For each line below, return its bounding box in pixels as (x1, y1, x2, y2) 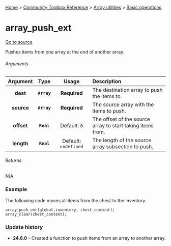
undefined (60, 144, 84, 150)
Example (5, 186, 27, 193)
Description (92, 78, 122, 85)
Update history (5, 224, 43, 231)
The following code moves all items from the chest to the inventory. (5, 197, 147, 203)
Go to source (5, 39, 33, 45)
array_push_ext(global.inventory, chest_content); (5, 207, 115, 212)
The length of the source (92, 137, 152, 144)
